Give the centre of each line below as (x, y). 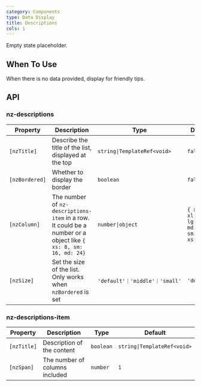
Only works (68, 277)
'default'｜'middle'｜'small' (140, 281)
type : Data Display (31, 17)
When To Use (32, 64)
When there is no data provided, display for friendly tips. (76, 79)
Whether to (68, 172)
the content (59, 351)
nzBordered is (70, 292)
